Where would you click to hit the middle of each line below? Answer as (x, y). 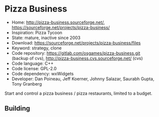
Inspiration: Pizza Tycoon (37, 32)
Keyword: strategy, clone (36, 48)
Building (17, 109)
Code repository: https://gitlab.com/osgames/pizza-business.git (76, 53)
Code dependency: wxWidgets (43, 73)
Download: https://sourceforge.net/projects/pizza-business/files (76, 43)
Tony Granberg (27, 84)
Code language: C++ (33, 63)
